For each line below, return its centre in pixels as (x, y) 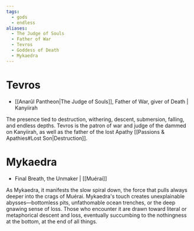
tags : (13, 12)
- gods (19, 17)
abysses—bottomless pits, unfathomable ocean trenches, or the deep (91, 203)
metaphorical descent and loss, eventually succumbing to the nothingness (96, 215)
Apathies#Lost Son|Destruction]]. (47, 138)
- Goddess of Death (35, 50)
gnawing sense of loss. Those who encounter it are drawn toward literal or (96, 208)
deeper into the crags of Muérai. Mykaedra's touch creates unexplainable (95, 196)
